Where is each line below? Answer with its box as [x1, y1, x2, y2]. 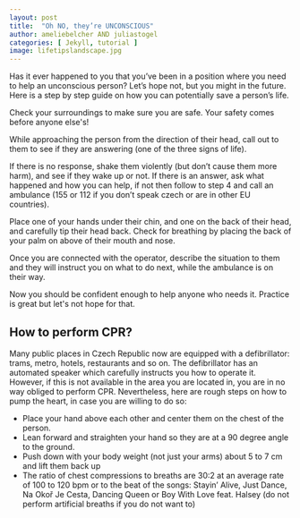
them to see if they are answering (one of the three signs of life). [9, 144, 247, 155]
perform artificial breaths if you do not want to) [21, 498, 196, 509]
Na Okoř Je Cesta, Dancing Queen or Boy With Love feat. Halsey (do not [21, 488, 289, 499]
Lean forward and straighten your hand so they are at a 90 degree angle [21, 431, 289, 443]
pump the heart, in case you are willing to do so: [9, 395, 187, 406]
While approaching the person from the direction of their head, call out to [9, 134, 279, 145]
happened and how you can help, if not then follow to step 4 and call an [9, 180, 274, 191]
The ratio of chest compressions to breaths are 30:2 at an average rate [21, 470, 285, 480]
